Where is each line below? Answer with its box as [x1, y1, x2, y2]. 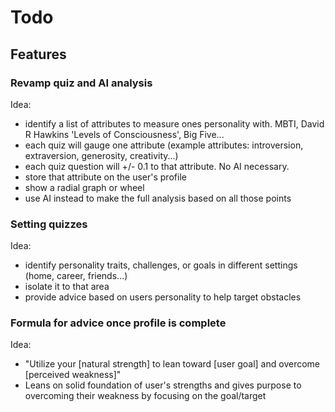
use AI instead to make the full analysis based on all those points [24, 192, 292, 204]
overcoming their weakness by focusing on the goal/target [24, 390, 267, 402]
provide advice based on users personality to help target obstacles [24, 291, 302, 303]
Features [10, 46, 67, 63]
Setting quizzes [10, 217, 88, 231]
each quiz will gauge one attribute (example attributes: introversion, [24, 139, 304, 151]
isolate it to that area [24, 281, 110, 293]
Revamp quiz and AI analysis [10, 76, 153, 90]
